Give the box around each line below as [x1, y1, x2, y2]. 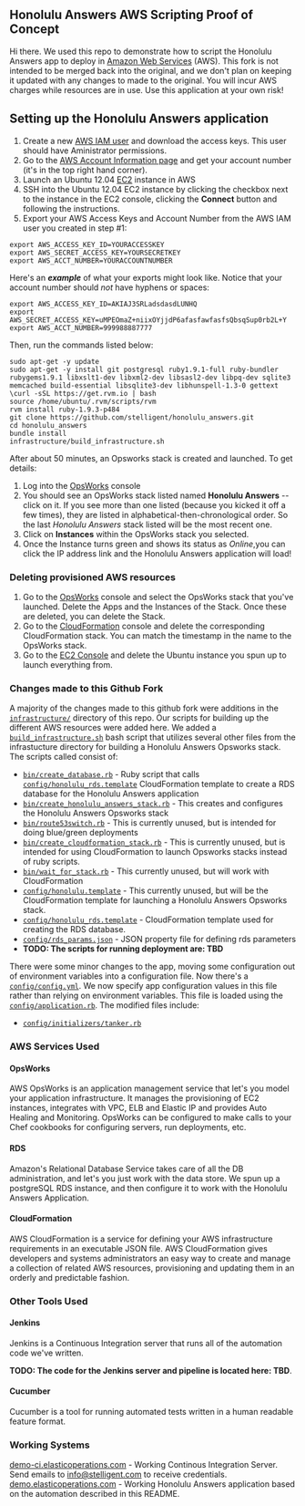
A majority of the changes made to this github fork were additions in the [9, 702, 280, 714]
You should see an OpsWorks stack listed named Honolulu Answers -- [22, 490, 290, 501]
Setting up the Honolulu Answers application [9, 111, 269, 127]
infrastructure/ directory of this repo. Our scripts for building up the [9, 712, 269, 723]
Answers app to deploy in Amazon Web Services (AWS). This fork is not [9, 55, 280, 67]
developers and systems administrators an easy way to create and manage [9, 1252, 291, 1263]
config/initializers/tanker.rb [22, 1019, 142, 1029]
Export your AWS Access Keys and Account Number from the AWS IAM [22, 213, 291, 223]
